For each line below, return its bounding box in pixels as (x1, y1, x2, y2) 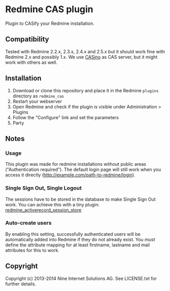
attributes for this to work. (5, 247, 60, 253)
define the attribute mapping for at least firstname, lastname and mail (5, 242, 150, 248)
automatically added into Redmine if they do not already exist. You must (5, 236, 155, 242)
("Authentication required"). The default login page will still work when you (5, 166, 161, 173)
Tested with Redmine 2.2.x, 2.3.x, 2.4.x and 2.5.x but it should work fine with (5, 48, 165, 54)
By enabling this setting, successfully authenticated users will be (5, 231, 141, 237)
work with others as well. (5, 59, 57, 65)
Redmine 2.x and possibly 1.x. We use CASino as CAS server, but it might (5, 54, 158, 60)
